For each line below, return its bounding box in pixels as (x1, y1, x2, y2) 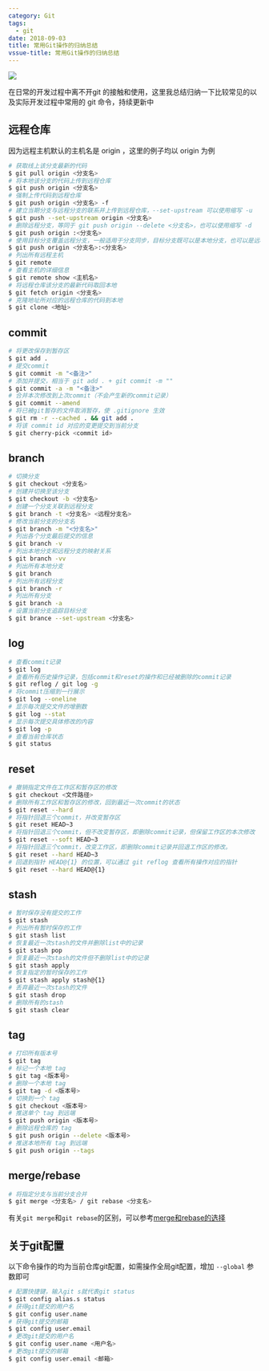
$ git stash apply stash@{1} (8, 976, 106, 984)
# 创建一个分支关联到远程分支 (8, 502, 94, 511)
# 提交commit (8, 362, 50, 370)
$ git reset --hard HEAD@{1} (8, 865, 106, 873)
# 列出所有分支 (8, 592, 52, 600)
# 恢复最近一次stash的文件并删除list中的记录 (8, 938, 143, 947)
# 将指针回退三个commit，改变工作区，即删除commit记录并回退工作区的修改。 (8, 844, 232, 852)
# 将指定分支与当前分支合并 (8, 1190, 88, 1198)
